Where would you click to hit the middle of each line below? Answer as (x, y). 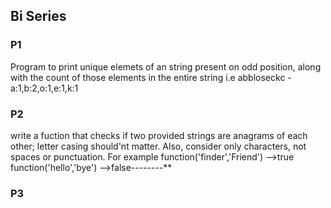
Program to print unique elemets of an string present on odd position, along (166, 66)
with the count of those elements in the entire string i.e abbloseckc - (151, 77)
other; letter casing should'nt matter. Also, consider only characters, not (158, 146)
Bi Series (38, 16)
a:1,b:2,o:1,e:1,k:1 (44, 88)
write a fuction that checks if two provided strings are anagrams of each (159, 135)
